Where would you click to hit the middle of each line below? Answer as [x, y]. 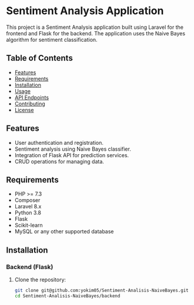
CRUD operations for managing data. [59, 161]
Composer [27, 200]
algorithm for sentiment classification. [52, 39]
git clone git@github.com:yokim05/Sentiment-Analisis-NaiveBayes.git [102, 291]
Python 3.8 [28, 213]
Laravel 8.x [28, 207]
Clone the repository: [40, 280]
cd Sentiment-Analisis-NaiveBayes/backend [67, 296]
